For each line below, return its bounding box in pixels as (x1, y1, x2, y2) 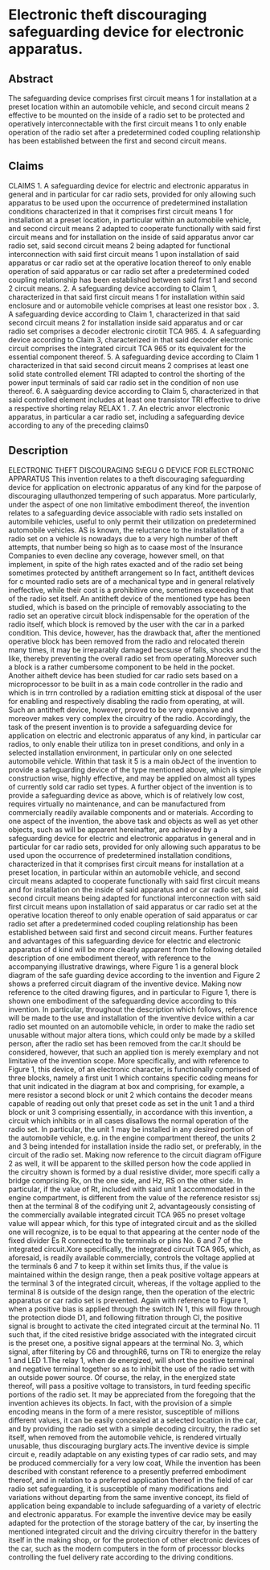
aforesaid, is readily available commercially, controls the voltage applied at (8, 1253, 256, 1262)
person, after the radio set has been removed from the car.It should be (8, 1038, 241, 1048)
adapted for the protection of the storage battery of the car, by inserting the (8, 1518, 259, 1527)
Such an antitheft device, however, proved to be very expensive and (8, 705, 234, 715)
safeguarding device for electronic (8, 23, 245, 41)
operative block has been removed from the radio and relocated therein (8, 636, 245, 646)
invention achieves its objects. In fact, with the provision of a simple (8, 1398, 232, 1407)
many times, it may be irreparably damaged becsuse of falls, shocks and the (8, 644, 261, 654)
